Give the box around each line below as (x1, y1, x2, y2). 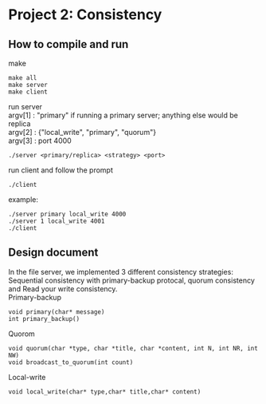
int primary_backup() (8, 315, 80, 323)
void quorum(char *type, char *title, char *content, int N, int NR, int (8, 344, 259, 352)
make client (8, 88, 48, 96)
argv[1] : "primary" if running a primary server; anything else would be (8, 110, 239, 120)
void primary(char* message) (8, 307, 105, 316)
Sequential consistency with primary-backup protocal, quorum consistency (8, 275, 255, 285)
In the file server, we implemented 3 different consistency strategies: (8, 267, 233, 276)
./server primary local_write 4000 (8, 210, 127, 218)
